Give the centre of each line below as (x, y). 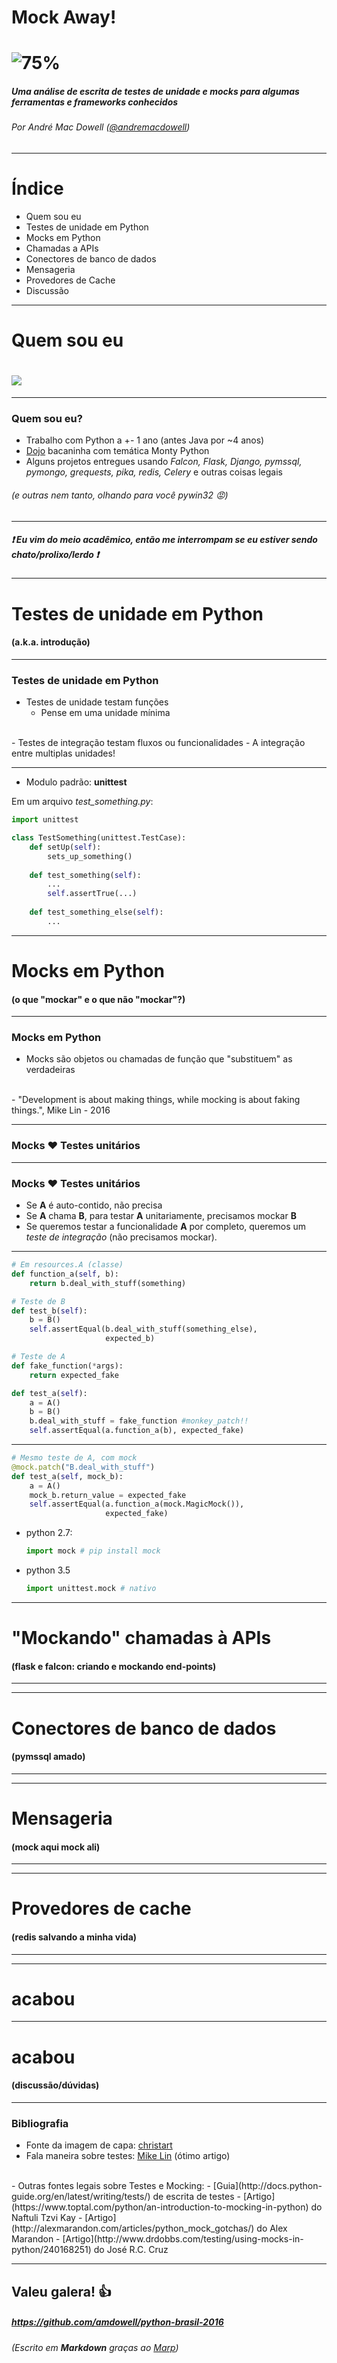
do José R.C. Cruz (131, 2250)
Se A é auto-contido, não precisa (94, 1205)
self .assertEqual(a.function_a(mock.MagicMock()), (137, 1504)
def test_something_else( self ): (96, 912)
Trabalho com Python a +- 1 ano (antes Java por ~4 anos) (145, 440)
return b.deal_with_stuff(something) (108, 1283)
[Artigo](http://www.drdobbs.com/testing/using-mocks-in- (183, 2239)
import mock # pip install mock (93, 1551)
